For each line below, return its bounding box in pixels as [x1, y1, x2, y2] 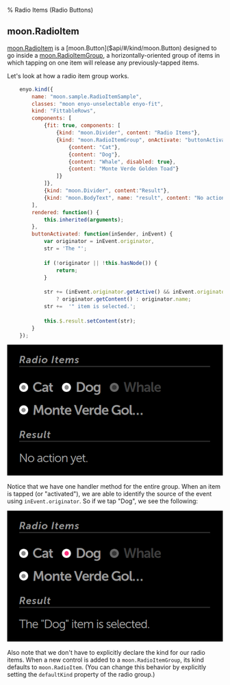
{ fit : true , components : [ [43, 122, 121, 129]
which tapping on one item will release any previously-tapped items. [7, 58, 200, 67]
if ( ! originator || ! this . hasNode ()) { [43, 259, 157, 266]
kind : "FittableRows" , [31, 108, 97, 115]
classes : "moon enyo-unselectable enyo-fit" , [31, 100, 164, 107]
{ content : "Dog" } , [68, 151, 121, 158]
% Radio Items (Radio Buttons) [7, 6, 94, 14]
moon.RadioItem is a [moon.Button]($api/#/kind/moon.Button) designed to [7, 44, 217, 52]
